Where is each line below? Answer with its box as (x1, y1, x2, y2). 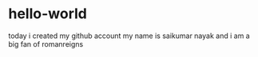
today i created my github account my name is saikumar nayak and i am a (8, 31, 250, 40)
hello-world (8, 5, 88, 23)
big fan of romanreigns (8, 39, 84, 48)
